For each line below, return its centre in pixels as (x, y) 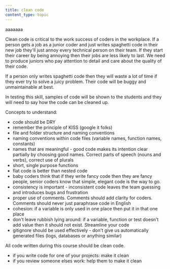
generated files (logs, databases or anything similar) (67, 235)
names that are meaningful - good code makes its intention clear (80, 149)
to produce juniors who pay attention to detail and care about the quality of (84, 61)
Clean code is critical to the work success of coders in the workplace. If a (82, 39)
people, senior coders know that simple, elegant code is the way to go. (87, 181)
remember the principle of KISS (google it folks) (62, 127)
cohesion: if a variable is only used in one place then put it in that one (85, 208)
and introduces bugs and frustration (50, 192)
